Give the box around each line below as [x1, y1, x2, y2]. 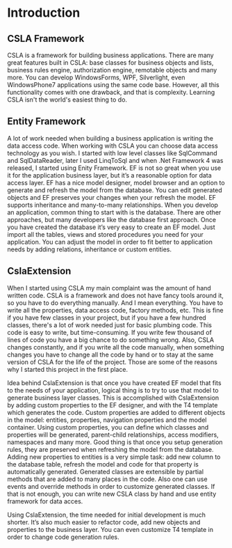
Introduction [7, 5, 81, 21]
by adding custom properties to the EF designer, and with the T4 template [7, 400, 218, 409]
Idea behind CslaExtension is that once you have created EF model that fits [7, 378, 222, 387]
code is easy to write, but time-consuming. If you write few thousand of [7, 328, 212, 336]
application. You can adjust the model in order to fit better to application [7, 237, 213, 246]
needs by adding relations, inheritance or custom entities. [7, 245, 172, 253]
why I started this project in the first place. [7, 365, 129, 373]
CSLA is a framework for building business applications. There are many [7, 51, 214, 59]
